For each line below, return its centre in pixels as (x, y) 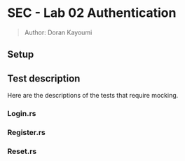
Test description (44, 78)
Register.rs (26, 132)
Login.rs (22, 114)
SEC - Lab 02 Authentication (92, 13)
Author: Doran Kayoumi (58, 32)
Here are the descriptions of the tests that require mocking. (93, 96)
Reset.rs (22, 151)
